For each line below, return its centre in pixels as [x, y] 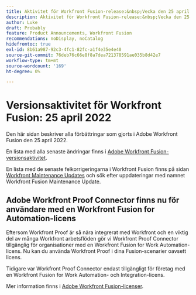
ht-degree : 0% [23, 71]
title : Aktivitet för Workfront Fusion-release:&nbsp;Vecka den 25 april [98, 11]
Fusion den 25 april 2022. [37, 140]
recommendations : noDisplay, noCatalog [55, 39]
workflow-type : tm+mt [32, 60]
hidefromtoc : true [28, 44]
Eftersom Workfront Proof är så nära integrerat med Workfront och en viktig [97, 232]
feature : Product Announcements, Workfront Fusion [69, 33]
